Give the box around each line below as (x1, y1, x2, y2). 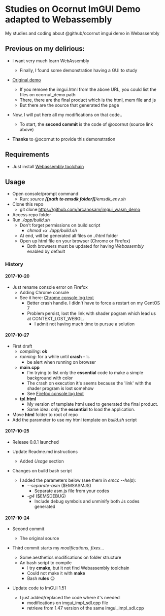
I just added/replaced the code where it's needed (19, 595, 120, 601)
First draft (12, 343, 33, 349)
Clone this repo (12, 201, 43, 207)
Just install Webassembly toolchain (12, 163, 84, 169)
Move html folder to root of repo (12, 411, 78, 418)
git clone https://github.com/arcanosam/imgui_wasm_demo (19, 206, 140, 213)
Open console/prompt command (12, 191, 79, 197)
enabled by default (27, 248, 66, 255)
